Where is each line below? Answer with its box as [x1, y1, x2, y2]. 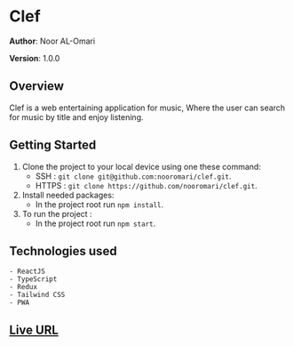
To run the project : [21, 208, 92, 219]
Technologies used [9, 243, 117, 259]
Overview [9, 78, 65, 94]
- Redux [9, 283, 38, 292]
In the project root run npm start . [35, 218, 156, 229]
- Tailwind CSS [9, 291, 66, 300]
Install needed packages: [21, 189, 115, 200]
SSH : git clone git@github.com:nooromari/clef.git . [35, 171, 232, 181]
